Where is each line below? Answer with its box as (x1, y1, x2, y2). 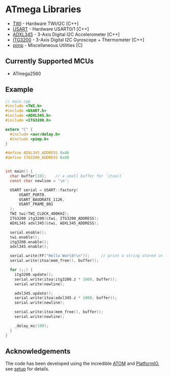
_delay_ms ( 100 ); (14, 323, 49, 329)
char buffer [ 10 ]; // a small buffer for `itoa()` (10, 173, 124, 179)
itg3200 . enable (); (10, 239, 49, 244)
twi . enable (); (10, 235, 40, 240)
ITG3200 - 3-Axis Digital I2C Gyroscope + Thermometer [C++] (12, 37, 145, 43)
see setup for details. (5, 366, 50, 372)
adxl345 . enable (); (10, 244, 49, 249)
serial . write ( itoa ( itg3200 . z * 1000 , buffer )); (14, 277, 117, 282)
